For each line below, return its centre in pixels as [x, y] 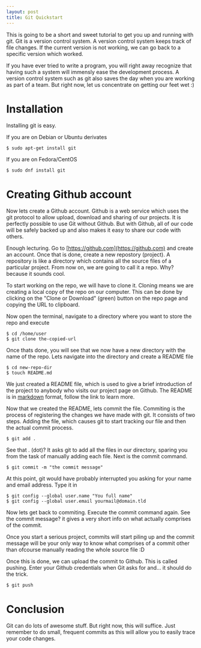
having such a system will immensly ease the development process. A [93, 72]
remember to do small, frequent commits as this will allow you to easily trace [101, 632]
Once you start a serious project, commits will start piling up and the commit [100, 537]
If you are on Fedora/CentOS [42, 160]
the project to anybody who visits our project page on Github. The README [99, 391]
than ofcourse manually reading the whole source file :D [76, 550]
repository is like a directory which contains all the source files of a [89, 261]
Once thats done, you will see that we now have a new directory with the [96, 350]
